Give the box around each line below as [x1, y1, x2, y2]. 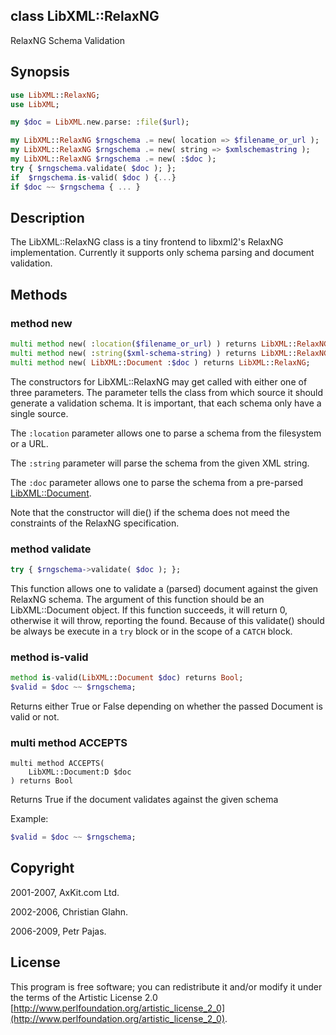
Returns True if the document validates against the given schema [10, 794, 279, 806]
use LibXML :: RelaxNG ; [10, 90, 101, 100]
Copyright [10, 860, 75, 877]
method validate [10, 542, 92, 556]
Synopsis [10, 64, 70, 81]
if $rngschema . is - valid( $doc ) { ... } [10, 172, 177, 183]
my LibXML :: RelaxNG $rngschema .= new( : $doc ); [10, 154, 217, 164]
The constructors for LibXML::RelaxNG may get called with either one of [10, 375, 308, 388]
